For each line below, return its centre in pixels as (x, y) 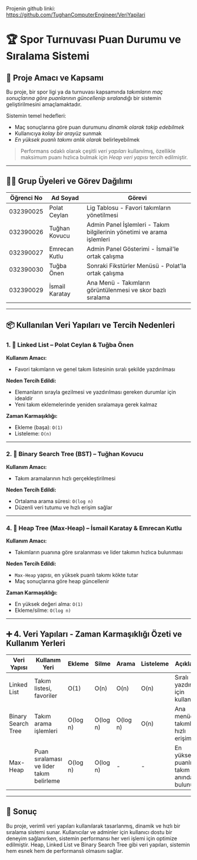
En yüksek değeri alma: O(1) (49, 604)
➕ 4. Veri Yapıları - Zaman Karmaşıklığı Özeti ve (94, 634)
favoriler (46, 695)
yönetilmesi (102, 215)
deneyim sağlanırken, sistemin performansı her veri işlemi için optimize (92, 838)
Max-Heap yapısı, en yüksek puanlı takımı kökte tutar (77, 575)
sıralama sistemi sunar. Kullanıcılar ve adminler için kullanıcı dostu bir (89, 832)
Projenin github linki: (31, 9)
